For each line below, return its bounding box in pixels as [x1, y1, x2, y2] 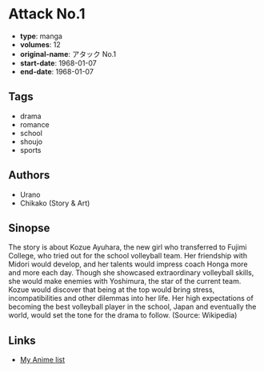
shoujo [19, 137, 42, 146]
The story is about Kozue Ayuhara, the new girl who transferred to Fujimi [8, 242, 247, 252]
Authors [8, 169, 50, 182]
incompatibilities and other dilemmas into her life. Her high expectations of [8, 294, 254, 303]
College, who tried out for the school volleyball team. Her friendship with [8, 251, 248, 261]
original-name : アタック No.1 [19, 49, 117, 58]
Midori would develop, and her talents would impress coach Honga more [8, 259, 248, 269]
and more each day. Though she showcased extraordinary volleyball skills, [8, 268, 254, 278]
